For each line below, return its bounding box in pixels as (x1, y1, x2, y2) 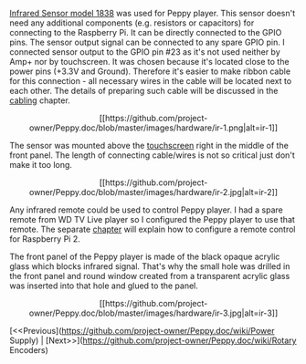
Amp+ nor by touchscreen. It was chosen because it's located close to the (9, 57, 290, 67)
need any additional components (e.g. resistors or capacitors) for (9, 17, 255, 28)
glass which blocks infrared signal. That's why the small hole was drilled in (9, 261, 290, 272)
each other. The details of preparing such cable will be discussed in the (9, 86, 279, 96)
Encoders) (9, 345, 48, 355)
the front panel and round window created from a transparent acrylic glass (9, 271, 290, 281)
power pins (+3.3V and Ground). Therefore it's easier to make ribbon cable (9, 66, 290, 77)
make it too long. (9, 160, 73, 170)
